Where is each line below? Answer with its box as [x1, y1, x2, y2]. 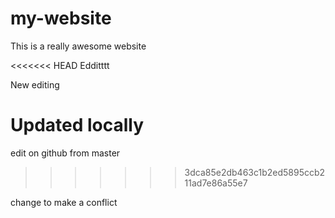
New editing [10, 78, 60, 91]
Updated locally [10, 114, 145, 137]
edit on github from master [10, 147, 121, 159]
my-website [10, 7, 112, 30]
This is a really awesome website [10, 40, 147, 52]
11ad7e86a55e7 [184, 177, 248, 189]
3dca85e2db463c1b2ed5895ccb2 [184, 166, 326, 178]
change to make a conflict [10, 196, 118, 208]
